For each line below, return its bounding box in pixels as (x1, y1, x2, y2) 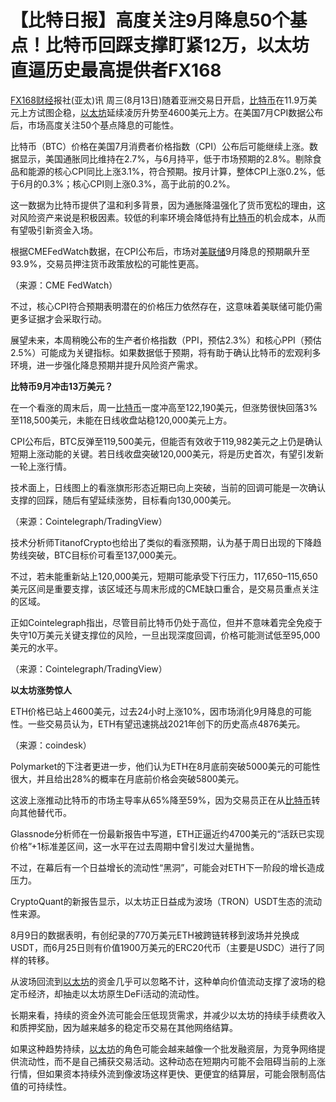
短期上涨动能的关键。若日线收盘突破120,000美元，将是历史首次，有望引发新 (10, 447, 324, 460)
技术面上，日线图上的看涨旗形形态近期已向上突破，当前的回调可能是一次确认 (10, 481, 326, 493)
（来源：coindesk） (10, 739, 92, 751)
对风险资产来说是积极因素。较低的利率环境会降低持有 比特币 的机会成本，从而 (10, 211, 326, 223)
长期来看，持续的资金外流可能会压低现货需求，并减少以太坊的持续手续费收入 (10, 1009, 326, 1021)
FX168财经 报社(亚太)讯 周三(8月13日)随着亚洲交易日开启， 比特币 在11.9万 (10, 94, 309, 106)
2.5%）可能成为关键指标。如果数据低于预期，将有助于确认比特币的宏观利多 (10, 346, 322, 358)
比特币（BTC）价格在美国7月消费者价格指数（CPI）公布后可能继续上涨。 (10, 140, 310, 152)
